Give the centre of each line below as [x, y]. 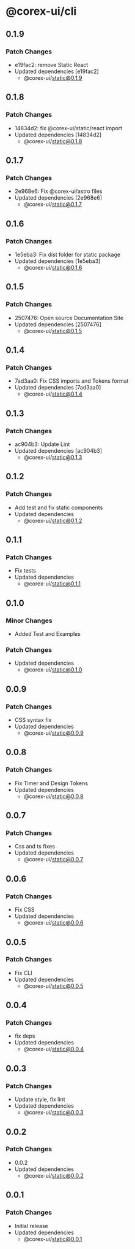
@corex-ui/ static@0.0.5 [53, 986]
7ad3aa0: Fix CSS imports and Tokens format [71, 381]
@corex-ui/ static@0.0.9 [53, 733]
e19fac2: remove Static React [51, 65]
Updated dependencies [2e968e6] [58, 198]
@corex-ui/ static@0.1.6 [53, 267]
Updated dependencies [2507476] [58, 324]
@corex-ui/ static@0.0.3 [53, 1113]
